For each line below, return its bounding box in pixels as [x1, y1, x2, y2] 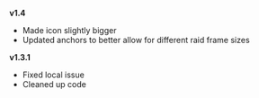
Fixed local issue [22, 69, 85, 80]
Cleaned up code [22, 79, 87, 89]
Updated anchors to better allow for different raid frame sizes [22, 35, 250, 45]
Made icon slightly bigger [22, 25, 117, 35]
